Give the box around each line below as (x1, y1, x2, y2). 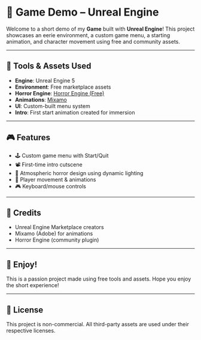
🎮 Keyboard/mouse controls (14, 182, 87, 189)
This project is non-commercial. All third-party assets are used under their (6, 321, 190, 327)
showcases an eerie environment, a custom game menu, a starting (6, 31, 170, 38)
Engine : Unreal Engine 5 (14, 77, 75, 84)
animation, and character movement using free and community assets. (6, 38, 181, 45)
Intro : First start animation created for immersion (14, 109, 135, 116)
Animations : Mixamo (14, 96, 67, 103)
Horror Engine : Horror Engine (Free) (14, 89, 105, 97)
